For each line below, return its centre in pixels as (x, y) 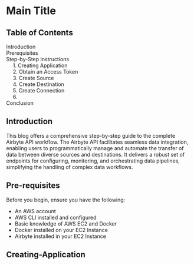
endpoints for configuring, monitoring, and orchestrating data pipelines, (93, 161)
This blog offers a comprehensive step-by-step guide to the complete (91, 135)
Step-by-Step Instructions (38, 59)
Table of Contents (40, 33)
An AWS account (35, 211)
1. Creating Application (40, 65)
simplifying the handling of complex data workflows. (70, 167)
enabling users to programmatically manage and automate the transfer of (95, 148)
